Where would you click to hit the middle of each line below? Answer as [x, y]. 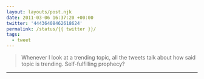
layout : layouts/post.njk [39, 12]
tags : [13, 35]
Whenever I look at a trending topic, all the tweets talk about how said [108, 57]
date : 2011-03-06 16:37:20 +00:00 [50, 18]
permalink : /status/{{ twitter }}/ [51, 29]
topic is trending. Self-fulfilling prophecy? [73, 64]
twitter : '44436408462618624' [45, 23]
